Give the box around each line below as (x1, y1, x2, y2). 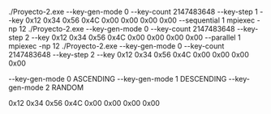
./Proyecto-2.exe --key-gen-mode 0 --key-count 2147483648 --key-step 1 (8, 7, 258, 16)
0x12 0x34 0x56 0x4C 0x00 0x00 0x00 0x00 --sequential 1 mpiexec (25, 15, 256, 25)
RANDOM (51, 82, 84, 92)
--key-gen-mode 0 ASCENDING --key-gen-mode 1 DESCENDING (8, 74, 227, 83)
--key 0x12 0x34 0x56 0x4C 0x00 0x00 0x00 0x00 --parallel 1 (31, 32, 241, 42)
